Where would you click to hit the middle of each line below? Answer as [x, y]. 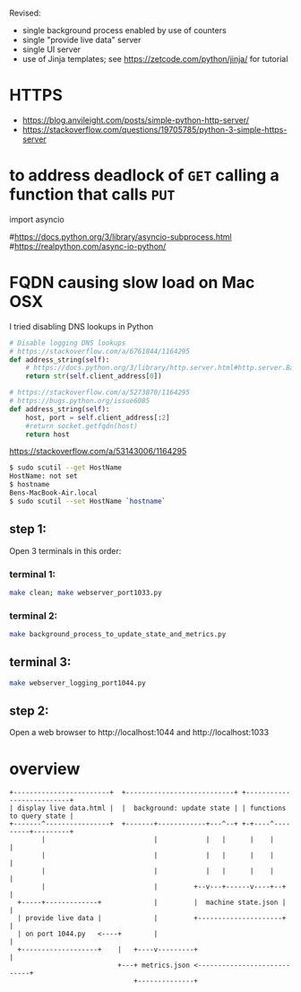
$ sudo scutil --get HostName [66, 468]
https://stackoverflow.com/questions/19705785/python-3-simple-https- [155, 129]
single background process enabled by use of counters [124, 30]
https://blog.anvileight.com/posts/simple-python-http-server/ [135, 119]
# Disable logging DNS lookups [68, 343]
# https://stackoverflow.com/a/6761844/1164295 [100, 351]
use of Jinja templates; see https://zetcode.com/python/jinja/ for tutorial [155, 59]
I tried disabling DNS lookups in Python [82, 326]
